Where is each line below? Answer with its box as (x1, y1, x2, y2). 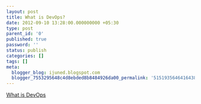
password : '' (6, 42, 39, 48)
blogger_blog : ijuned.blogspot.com (11, 70, 100, 75)
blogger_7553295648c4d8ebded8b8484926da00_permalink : (11, 75, 148, 81)
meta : (6, 64, 20, 70)
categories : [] (6, 53, 44, 59)
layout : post (6, 8, 39, 15)
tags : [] (6, 58, 28, 64)
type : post (6, 25, 33, 31)
